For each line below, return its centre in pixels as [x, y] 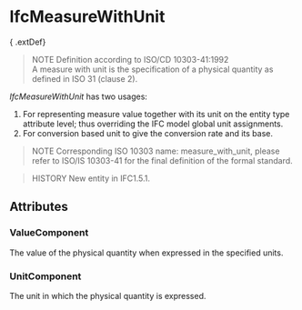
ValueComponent [49, 233]
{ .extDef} [28, 42]
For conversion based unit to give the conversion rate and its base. [147, 133]
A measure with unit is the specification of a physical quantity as [152, 69]
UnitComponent [45, 276]
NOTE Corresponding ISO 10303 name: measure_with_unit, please [156, 151]
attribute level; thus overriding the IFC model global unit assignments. [153, 124]
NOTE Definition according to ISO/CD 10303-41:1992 [130, 59]
